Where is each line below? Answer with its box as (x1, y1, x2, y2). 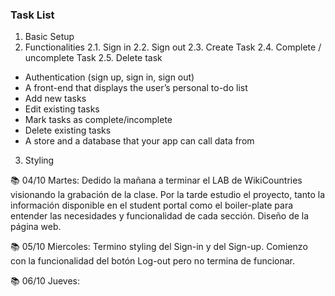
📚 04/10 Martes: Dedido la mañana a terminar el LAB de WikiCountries (10, 174, 303, 187)
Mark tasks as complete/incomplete (24, 114, 173, 126)
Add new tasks (24, 93, 87, 105)
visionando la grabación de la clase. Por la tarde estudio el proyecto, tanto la (10, 189, 326, 201)
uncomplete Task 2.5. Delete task (24, 52, 163, 64)
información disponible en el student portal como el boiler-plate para (10, 199, 294, 212)
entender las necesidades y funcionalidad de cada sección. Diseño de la (10, 210, 310, 222)
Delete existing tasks (24, 124, 112, 137)
